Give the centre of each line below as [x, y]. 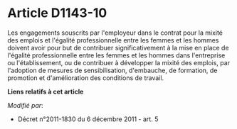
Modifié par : [26, 105]
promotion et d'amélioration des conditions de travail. [86, 78]
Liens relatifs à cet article [46, 91]
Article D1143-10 [57, 13]
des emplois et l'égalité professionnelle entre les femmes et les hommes [113, 40]
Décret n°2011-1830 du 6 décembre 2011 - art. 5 [88, 119]
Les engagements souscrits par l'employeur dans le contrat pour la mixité [115, 33]
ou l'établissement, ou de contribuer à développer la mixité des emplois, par [118, 62]
